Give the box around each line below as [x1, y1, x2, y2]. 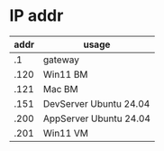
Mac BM [42, 82, 78, 95]
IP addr [9, 5, 64, 26]
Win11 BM [42, 68, 88, 80]
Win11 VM [42, 127, 88, 139]
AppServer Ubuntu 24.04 [42, 112, 151, 125]
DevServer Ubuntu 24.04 [42, 97, 150, 109]
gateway [42, 53, 79, 66]
